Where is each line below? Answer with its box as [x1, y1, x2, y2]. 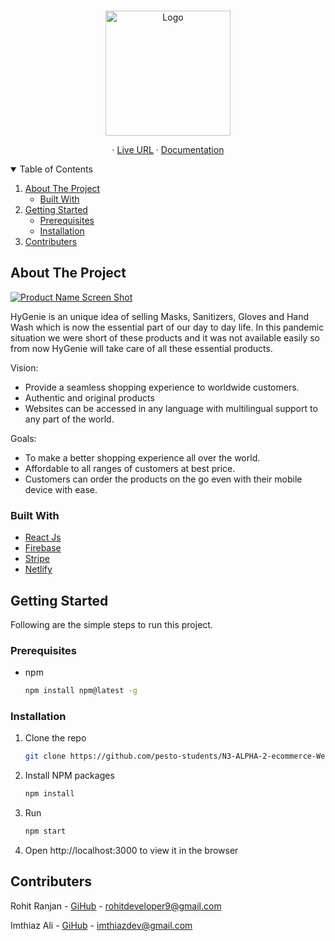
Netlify [24, 563, 53, 575]
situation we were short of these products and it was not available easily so [10, 331, 320, 344]
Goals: [10, 432, 37, 444]
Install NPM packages [24, 770, 115, 782]
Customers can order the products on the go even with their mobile [24, 473, 303, 485]
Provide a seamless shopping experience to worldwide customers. [24, 381, 300, 393]
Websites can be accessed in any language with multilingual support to [24, 402, 318, 414]
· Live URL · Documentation [111, 144, 225, 155]
